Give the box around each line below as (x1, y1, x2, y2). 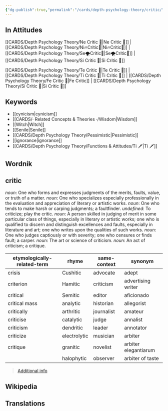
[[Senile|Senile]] (12, 127, 46, 133)
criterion (7, 280, 27, 287)
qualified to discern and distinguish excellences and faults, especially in (5, 221, 153, 227)
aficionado (124, 292, 149, 299)
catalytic (61, 316, 82, 323)
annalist (124, 316, 143, 323)
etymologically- (12, 254, 52, 261)
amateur (124, 308, 144, 315)
